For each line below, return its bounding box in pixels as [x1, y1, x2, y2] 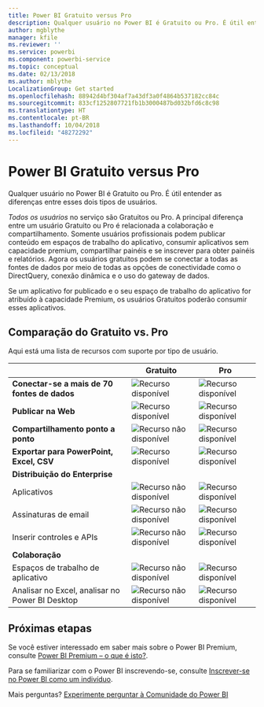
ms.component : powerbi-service [8, 56, 111, 64]
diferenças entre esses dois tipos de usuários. [8, 197, 158, 206]
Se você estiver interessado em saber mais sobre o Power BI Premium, [8, 642, 237, 652]
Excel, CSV [12, 456, 54, 467]
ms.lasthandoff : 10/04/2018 [8, 121, 101, 129]
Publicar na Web [12, 406, 75, 417]
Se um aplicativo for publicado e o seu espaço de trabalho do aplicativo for [8, 286, 251, 295]
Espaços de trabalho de [12, 562, 100, 573]
